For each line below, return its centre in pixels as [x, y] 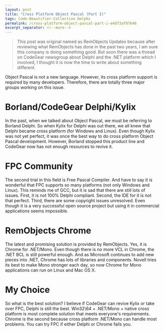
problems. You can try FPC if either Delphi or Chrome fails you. [69, 324]
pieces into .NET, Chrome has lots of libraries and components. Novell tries [81, 260]
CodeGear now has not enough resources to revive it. [59, 146]
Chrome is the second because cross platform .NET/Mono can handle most [81, 319]
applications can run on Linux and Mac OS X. [51, 270]
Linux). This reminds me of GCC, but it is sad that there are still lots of [75, 190]
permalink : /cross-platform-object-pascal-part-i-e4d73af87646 [71, 23]
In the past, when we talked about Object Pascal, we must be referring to [79, 121]
